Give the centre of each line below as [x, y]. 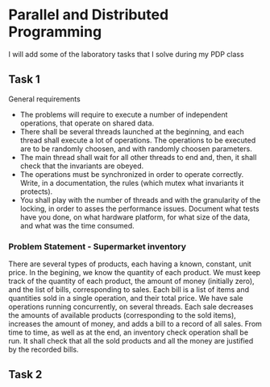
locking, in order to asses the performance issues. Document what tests [139, 208]
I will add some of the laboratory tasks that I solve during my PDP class [126, 54]
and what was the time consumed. [77, 225]
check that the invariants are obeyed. [82, 166]
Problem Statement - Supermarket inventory [98, 246]
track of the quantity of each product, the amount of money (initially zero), [132, 281]
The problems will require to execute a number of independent [124, 114]
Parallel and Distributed [89, 15]
